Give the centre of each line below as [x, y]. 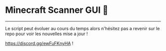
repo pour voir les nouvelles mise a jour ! [46, 34]
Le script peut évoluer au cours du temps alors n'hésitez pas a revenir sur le [83, 28]
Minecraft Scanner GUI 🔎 [57, 10]
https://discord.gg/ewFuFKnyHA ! [39, 43]
